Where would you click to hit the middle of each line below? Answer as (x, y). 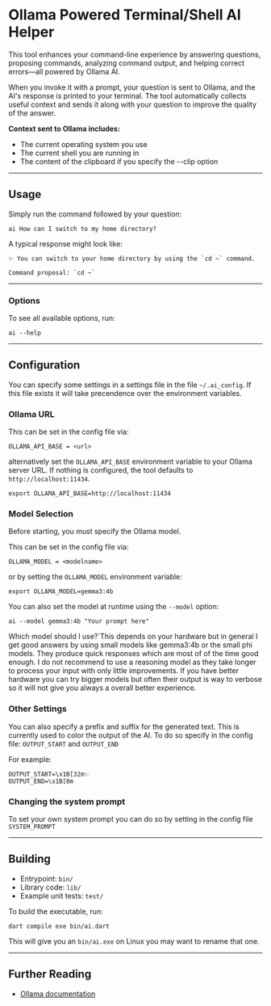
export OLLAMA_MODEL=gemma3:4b (61, 591)
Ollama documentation (58, 993)
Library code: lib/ (50, 887)
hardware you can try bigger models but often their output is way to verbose (135, 680)
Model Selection (41, 514)
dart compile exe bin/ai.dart (59, 926)
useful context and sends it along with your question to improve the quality (132, 104)
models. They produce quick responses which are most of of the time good (133, 654)
